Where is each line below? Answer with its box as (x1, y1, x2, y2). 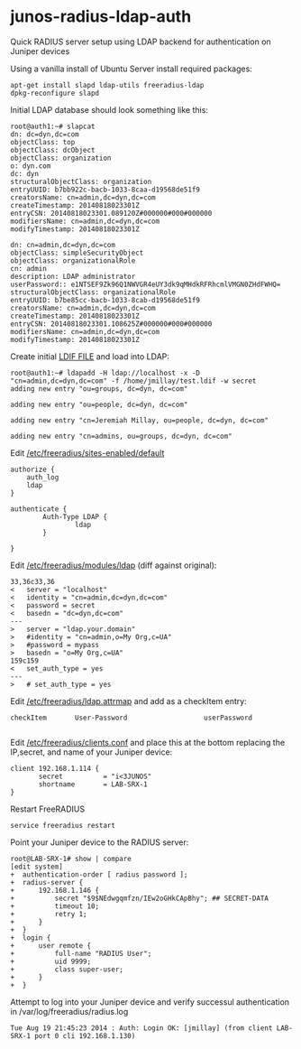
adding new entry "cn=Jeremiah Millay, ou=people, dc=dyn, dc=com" (10, 415, 269, 425)
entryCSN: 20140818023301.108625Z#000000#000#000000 (10, 319, 213, 329)
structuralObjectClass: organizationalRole (10, 287, 177, 297)
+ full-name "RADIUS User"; (10, 949, 152, 958)
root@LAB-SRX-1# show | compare (10, 854, 132, 863)
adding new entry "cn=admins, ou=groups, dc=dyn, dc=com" (10, 432, 233, 441)
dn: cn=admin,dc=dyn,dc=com (10, 240, 116, 249)
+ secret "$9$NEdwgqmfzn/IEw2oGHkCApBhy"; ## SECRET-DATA (10, 894, 269, 903)
